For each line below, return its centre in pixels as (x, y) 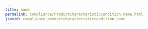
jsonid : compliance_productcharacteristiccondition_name (65, 19)
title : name (17, 10)
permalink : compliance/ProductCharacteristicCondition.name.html (74, 14)
